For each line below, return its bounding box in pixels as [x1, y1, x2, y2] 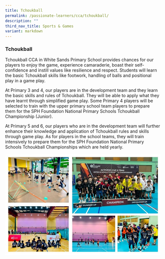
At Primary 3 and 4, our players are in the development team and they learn [5, 87, 158, 93]
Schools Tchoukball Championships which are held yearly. [5, 144, 124, 150]
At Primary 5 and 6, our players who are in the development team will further [5, 123, 161, 129]
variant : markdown [5, 29, 43, 34]
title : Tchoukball [5, 8, 43, 13]
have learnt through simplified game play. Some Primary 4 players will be [5, 98, 154, 104]
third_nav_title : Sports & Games [5, 24, 74, 29]
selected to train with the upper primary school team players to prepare [5, 103, 150, 109]
